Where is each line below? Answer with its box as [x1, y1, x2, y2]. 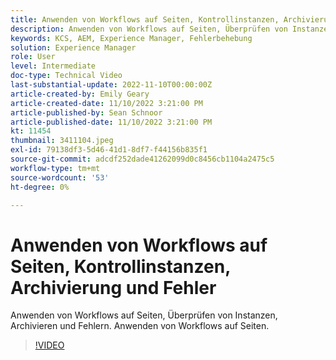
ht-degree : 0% [10, 182, 70, 192]
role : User [10, 52, 56, 62]
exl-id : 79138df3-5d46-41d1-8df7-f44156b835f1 [10, 145, 208, 155]
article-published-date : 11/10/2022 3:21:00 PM [10, 117, 213, 127]
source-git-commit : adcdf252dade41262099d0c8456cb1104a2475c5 [10, 154, 275, 164]
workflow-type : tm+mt [10, 163, 101, 173]
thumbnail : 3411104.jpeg [10, 136, 114, 146]
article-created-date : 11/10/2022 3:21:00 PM [10, 98, 203, 108]
